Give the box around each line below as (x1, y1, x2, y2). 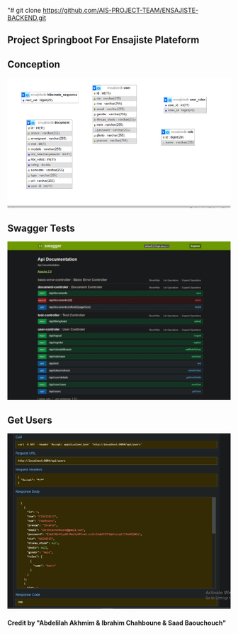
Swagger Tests (7, 222, 76, 234)
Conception (7, 58, 60, 70)
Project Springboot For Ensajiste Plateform (7, 34, 200, 46)
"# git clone (7, 6, 42, 14)
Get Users (7, 414, 52, 426)
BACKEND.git (7, 14, 47, 22)
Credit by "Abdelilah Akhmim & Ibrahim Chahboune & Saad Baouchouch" (7, 618, 227, 627)
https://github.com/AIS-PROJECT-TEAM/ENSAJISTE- (42, 6, 199, 14)
